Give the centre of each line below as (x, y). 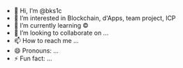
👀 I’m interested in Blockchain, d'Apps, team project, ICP (95, 18)
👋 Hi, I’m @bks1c (38, 11)
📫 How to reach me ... (46, 41)
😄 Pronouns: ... (36, 51)
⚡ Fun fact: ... (33, 58)
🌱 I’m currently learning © (51, 25)
